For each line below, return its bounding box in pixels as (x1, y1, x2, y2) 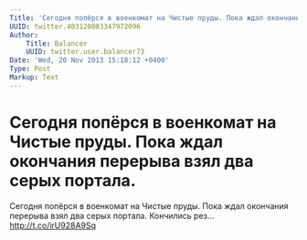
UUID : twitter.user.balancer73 (26, 47, 145, 57)
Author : (9, 30, 39, 39)
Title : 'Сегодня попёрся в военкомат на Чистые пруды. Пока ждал (9, 13, 263, 23)
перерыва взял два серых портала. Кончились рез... (9, 210, 215, 221)
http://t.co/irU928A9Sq (9, 220, 97, 231)
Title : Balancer (26, 38, 89, 48)
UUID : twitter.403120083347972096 (9, 22, 142, 31)
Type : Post (9, 65, 51, 74)
